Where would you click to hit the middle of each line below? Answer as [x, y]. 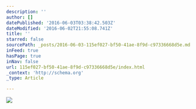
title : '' [18, 34]
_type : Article [25, 78]
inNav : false [22, 61]
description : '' [26, 12]
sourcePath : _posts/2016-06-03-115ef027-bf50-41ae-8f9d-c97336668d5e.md [98, 45]
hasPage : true [24, 56]
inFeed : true [22, 51]
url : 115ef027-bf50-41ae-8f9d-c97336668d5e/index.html [76, 67]
